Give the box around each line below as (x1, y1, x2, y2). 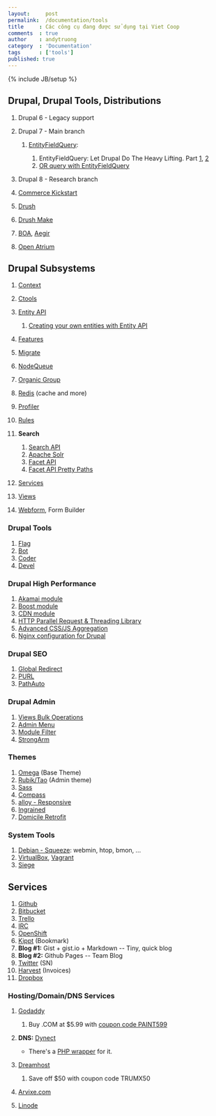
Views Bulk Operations (17, 712, 84, 721)
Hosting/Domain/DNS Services (8, 991, 115, 1000)
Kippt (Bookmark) (17, 936, 69, 945)
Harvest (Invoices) (17, 966, 72, 974)
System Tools (8, 830, 55, 840)
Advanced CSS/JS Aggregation (17, 624, 109, 632)
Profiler (17, 402, 40, 411)
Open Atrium (17, 242, 55, 251)
